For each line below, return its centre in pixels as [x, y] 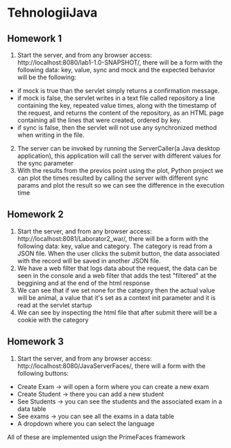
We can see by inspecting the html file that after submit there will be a [117, 312]
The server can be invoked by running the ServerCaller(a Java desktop [119, 148]
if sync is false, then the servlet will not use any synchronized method [117, 127]
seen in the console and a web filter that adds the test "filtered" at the [117, 275]
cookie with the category [53, 320]
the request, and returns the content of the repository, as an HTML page [120, 113]
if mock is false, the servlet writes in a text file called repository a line [116, 98]
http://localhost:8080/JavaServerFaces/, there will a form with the [111, 365]
